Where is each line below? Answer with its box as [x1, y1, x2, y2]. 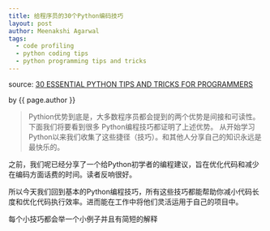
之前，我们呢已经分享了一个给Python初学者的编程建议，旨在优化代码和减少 [8, 159, 259, 169]
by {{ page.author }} [8, 95, 75, 105]
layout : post [8, 19, 53, 28]
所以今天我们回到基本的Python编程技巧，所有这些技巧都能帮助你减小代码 [8, 186, 253, 196]
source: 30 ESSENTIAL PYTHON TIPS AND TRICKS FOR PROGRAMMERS [8, 79, 254, 89]
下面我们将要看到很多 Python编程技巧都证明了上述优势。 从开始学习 [28, 122, 255, 131]
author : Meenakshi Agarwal [8, 27, 100, 35]
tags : [8, 34, 27, 43]
